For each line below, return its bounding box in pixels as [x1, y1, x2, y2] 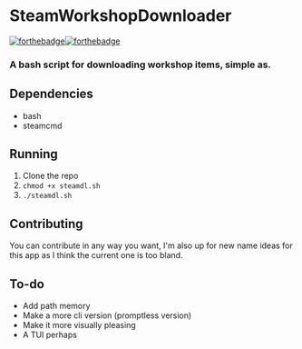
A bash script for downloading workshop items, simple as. [9, 58, 272, 71]
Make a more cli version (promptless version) [22, 310, 192, 321]
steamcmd [22, 120, 63, 131]
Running [9, 146, 59, 162]
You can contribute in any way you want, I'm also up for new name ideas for [9, 240, 293, 251]
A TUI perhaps [22, 329, 77, 341]
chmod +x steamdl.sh [22, 182, 101, 191]
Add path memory [22, 301, 91, 312]
